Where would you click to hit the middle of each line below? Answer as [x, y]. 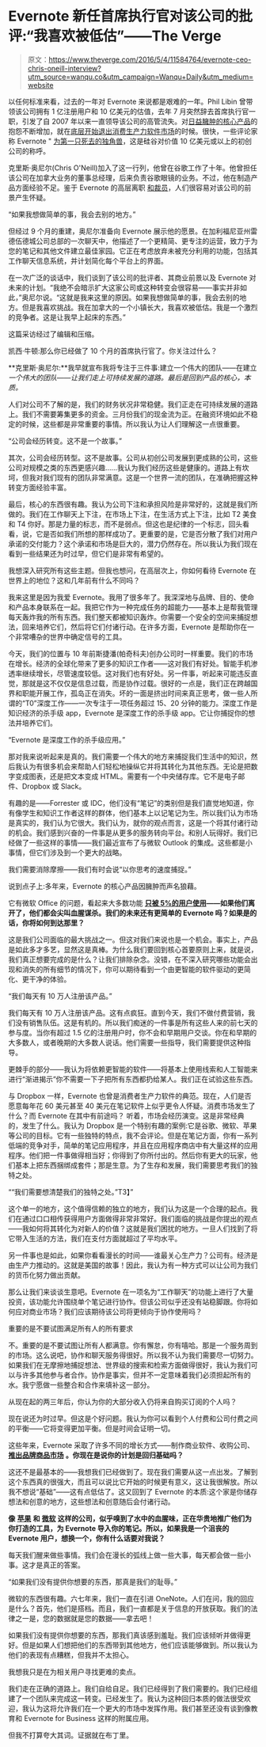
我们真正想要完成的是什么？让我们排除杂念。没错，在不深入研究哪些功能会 [129, 959]
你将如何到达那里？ [53, 922]
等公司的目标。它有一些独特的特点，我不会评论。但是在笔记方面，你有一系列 [133, 1135]
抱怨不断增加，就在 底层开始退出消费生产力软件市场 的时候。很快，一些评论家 [133, 131]
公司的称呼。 [29, 150]
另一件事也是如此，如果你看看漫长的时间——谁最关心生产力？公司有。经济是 [133, 1255]
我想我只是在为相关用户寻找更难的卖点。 [74, 1672]
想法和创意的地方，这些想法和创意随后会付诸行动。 [91, 1502]
